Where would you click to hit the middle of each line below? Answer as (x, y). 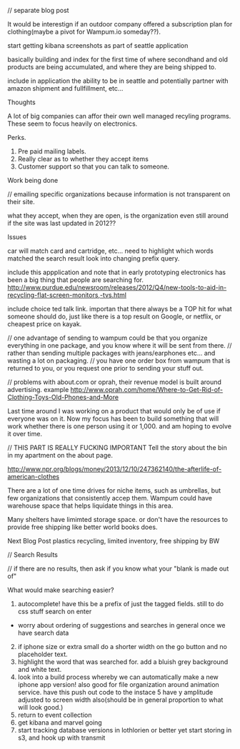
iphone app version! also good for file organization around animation (118, 684)
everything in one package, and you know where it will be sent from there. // (120, 345)
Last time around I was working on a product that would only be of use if (114, 411)
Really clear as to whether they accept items (83, 159)
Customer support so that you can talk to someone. (94, 166)
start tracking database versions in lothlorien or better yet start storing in (125, 730)
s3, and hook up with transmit (61, 738)
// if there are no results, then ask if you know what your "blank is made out (118, 568)
